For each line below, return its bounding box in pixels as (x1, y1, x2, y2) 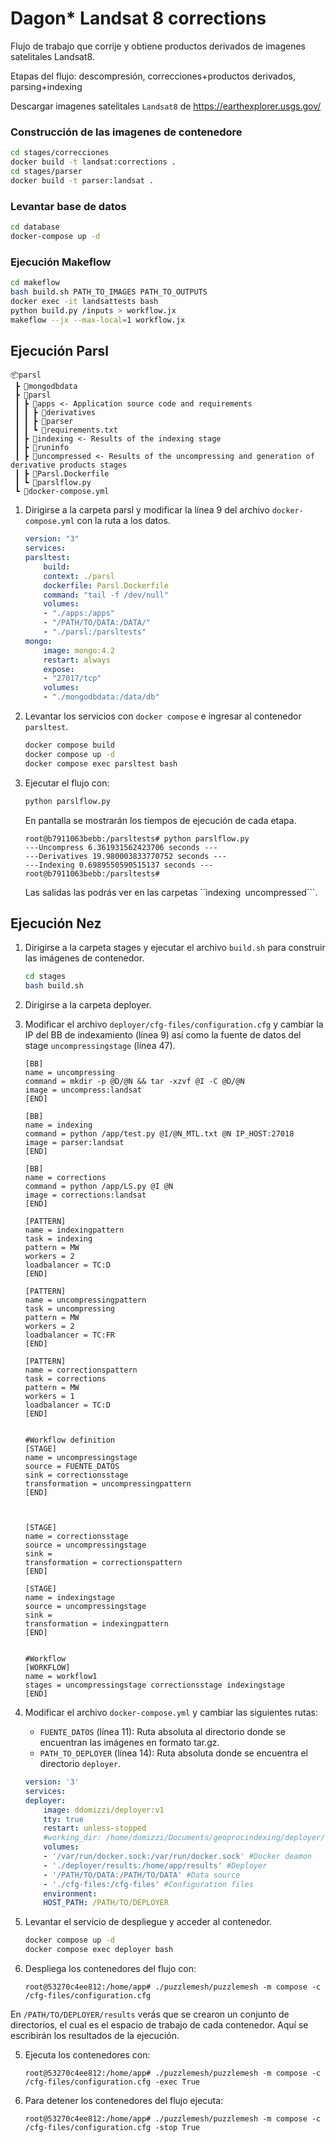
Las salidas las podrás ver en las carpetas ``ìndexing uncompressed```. (24, 886, 318, 898)
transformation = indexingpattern (24, 1619, 169, 1629)
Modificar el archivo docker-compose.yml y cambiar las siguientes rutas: (24, 1707, 318, 1719)
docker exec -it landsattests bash (10, 296, 159, 306)
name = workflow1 (24, 1672, 98, 1682)
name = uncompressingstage (24, 1453, 138, 1463)
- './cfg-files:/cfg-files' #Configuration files (43, 1879, 254, 1889)
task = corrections (24, 1374, 107, 1384)
